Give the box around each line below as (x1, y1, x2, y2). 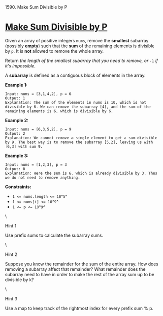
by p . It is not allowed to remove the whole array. (5, 48, 104, 54)
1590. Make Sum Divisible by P (5, 4, 67, 10)
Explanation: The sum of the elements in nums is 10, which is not (5, 100, 147, 105)
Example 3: (5, 153, 29, 158)
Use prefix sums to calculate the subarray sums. (5, 232, 103, 238)
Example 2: (5, 117, 29, 123)
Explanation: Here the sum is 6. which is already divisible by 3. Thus (5, 171, 158, 176)
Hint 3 (5, 295, 18, 302)
